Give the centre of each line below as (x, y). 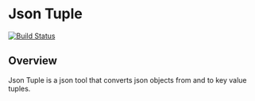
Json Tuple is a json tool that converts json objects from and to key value (127, 80)
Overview (33, 61)
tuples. (19, 88)
